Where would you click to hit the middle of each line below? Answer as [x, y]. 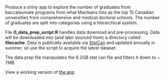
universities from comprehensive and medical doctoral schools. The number [82, 17]
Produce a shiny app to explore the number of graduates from [68, 7]
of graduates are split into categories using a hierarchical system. [71, 23]
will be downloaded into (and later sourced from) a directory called [73, 37]
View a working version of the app [40, 72]
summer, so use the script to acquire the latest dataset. [61, 48]
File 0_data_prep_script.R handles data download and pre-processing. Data [82, 32]
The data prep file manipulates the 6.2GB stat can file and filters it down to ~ [82, 57]
